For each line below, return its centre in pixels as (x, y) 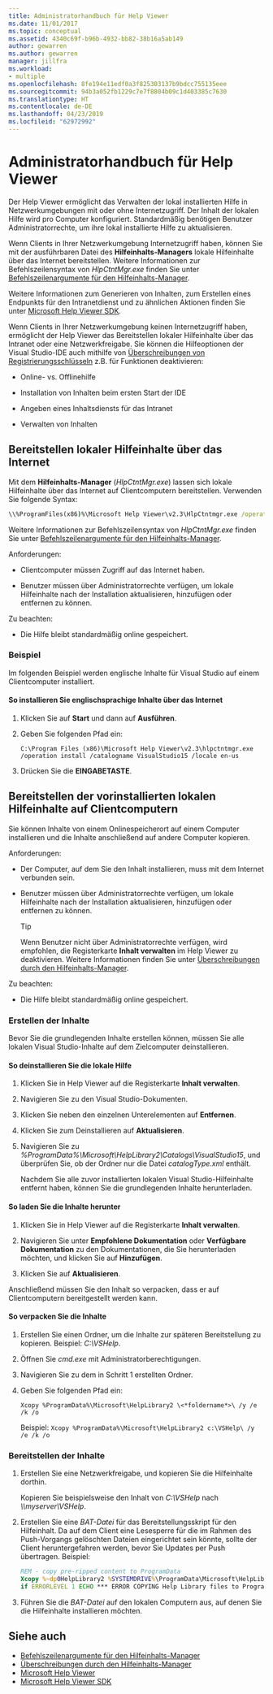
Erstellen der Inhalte (49, 1020)
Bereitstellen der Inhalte (57, 1455)
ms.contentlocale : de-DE (50, 106)
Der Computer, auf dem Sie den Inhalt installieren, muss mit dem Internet (142, 869)
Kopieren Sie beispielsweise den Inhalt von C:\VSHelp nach (119, 1498)
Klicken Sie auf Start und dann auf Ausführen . (98, 718)
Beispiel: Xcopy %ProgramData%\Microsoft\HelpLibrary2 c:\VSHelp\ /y (137, 1428)
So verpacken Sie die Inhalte (58, 1316)
